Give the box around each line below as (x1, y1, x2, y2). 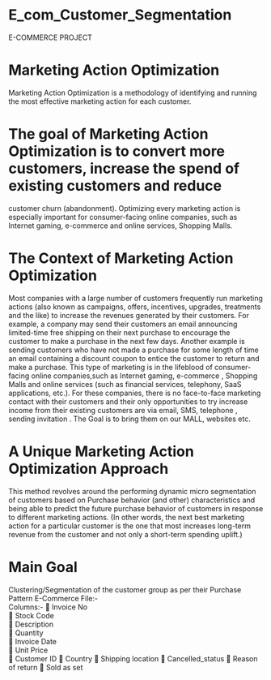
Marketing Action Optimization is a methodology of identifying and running (8, 88, 257, 97)
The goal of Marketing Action (8, 125, 209, 144)
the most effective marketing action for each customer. (8, 96, 192, 106)
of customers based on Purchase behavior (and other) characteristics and (8, 495, 256, 505)
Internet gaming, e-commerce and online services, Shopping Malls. (8, 221, 233, 230)
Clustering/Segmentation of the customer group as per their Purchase (8, 584, 242, 594)
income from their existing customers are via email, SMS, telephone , (8, 405, 238, 415)
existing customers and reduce (8, 177, 222, 196)
